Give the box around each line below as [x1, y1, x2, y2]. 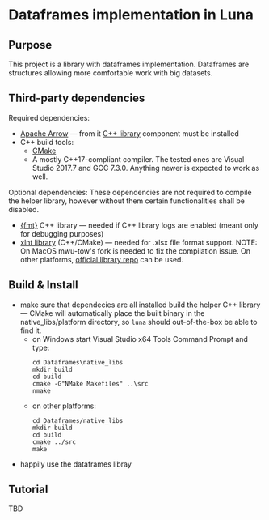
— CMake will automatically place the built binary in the [19, 308, 205, 318]
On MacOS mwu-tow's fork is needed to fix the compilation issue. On [19, 245, 251, 256]
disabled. [8, 204, 39, 214]
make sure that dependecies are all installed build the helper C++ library [19, 300, 261, 309]
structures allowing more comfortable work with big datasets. [8, 68, 213, 78]
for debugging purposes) [19, 228, 104, 238]
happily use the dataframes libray [19, 459, 132, 469]
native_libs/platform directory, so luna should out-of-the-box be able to [19, 317, 258, 326]
